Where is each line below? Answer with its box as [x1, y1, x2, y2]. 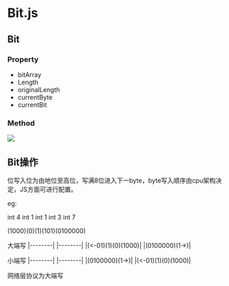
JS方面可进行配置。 [19, 185, 77, 193]
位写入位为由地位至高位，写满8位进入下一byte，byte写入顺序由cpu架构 [7, 176, 216, 185]
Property [7, 55, 39, 64]
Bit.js [7, 5, 38, 21]
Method [7, 118, 35, 128]
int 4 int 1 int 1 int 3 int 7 [7, 212, 76, 221]
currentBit [17, 101, 48, 109]
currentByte [17, 93, 53, 101]
